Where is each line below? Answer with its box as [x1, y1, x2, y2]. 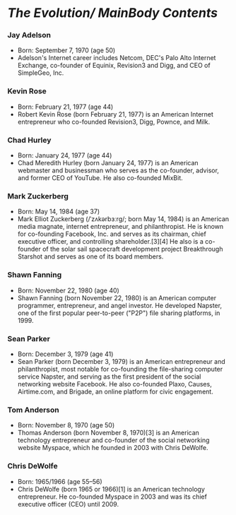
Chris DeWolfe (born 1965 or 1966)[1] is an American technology [17, 485, 205, 493]
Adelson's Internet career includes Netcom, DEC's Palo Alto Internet [17, 54, 216, 62]
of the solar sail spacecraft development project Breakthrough [42, 245, 223, 254]
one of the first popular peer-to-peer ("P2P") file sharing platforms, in [17, 309, 220, 317]
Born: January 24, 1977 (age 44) [17, 151, 112, 160]
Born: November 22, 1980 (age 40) [17, 286, 120, 295]
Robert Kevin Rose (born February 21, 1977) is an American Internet [17, 109, 214, 118]
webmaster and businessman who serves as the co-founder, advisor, [17, 166, 219, 174]
